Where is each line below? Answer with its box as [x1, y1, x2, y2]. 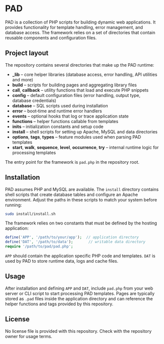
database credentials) [12, 98, 56, 103]
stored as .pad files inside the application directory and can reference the [5, 295, 153, 301]
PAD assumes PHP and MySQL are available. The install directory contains [5, 186, 159, 192]
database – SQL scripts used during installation [12, 102, 108, 108]
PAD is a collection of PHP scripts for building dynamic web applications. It [5, 19, 156, 25]
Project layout [5, 49, 49, 57]
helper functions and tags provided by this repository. [5, 301, 114, 307]
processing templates [12, 149, 56, 155]
